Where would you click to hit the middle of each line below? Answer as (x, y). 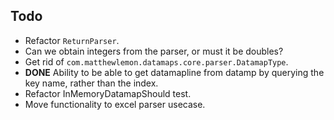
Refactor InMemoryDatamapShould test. (108, 93)
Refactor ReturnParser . (72, 40)
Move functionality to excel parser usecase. (115, 104)
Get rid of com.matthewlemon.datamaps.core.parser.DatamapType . (156, 61)
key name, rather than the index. (91, 83)
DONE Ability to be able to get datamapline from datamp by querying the (174, 72)
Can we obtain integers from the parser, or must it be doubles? (154, 51)
